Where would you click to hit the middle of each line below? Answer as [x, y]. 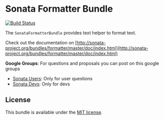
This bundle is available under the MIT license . [54, 112]
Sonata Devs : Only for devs [41, 84]
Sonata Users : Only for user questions [53, 78]
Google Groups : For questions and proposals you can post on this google [82, 63]
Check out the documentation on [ [41, 42]
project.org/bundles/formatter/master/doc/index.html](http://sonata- [77, 48]
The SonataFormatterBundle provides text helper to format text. [71, 33]
